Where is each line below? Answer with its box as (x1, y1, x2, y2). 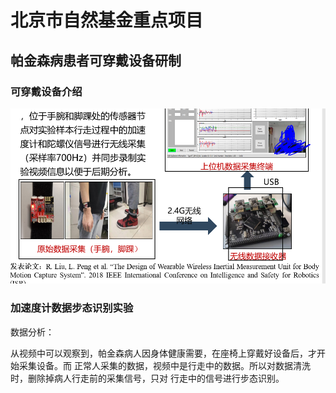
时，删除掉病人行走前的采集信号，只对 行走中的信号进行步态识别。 (10, 372, 285, 384)
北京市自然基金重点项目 (10, 9, 204, 32)
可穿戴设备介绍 (10, 84, 83, 98)
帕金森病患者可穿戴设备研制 (10, 52, 182, 69)
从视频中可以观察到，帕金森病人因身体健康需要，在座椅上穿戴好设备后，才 (10, 347, 317, 359)
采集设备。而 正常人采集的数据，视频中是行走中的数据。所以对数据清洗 (18, 359, 311, 371)
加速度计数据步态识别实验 (10, 301, 134, 315)
